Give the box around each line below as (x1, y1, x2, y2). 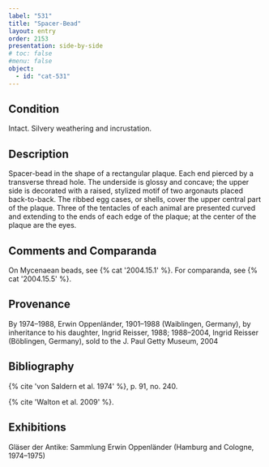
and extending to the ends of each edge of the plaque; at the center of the (8, 212, 257, 221)
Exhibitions (8, 421, 66, 435)
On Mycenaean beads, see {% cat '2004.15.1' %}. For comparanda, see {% (8, 265, 258, 276)
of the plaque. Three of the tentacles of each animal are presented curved (8, 204, 256, 213)
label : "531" (8, 11, 53, 20)
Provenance (8, 298, 71, 311)
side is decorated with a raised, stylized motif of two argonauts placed (8, 186, 243, 195)
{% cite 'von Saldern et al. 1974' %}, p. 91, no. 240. (8, 381, 178, 391)
